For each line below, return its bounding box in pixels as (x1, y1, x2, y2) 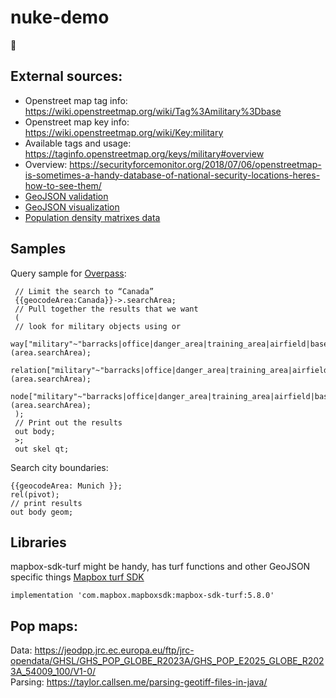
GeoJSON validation (24, 190, 109, 202)
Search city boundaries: (10, 461, 109, 473)
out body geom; (10, 507, 74, 517)
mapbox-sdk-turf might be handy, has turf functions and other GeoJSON (10, 561, 311, 573)
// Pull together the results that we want (14, 304, 199, 314)
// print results (10, 498, 83, 508)
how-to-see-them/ (24, 179, 102, 191)
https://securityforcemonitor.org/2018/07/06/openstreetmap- (69, 158, 322, 170)
